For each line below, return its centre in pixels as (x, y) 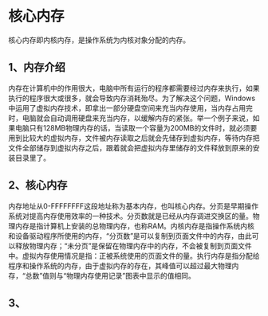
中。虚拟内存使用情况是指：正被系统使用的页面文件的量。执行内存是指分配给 (134, 256)
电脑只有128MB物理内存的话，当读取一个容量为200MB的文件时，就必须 (132, 127)
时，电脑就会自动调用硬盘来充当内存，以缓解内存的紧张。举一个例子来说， (130, 118)
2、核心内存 (38, 185)
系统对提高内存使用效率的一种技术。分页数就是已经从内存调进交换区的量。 (130, 216)
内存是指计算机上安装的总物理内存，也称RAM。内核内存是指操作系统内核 (135, 226)
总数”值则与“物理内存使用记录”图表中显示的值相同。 (110, 275)
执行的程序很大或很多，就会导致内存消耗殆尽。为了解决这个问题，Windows (132, 98)
